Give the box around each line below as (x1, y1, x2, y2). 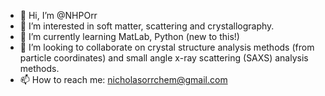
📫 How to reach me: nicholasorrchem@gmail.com (19, 74, 228, 85)
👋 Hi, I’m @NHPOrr (19, 10, 98, 21)
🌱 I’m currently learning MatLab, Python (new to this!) (19, 31, 240, 42)
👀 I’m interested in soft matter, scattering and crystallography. (19, 20, 275, 32)
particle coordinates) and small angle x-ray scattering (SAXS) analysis (19, 52, 309, 64)
